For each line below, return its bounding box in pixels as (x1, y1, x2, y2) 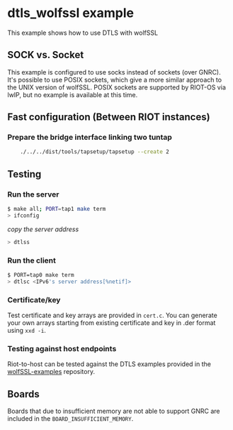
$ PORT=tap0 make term (7, 271, 74, 278)
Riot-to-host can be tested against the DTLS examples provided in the (7, 360, 211, 368)
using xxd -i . (7, 326, 46, 334)
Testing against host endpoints (7, 343, 117, 353)
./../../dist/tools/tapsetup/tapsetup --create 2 (20, 148, 170, 155)
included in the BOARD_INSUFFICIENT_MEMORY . (7, 414, 134, 423)
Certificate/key (7, 294, 61, 304)
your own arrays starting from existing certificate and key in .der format (7, 318, 216, 327)
